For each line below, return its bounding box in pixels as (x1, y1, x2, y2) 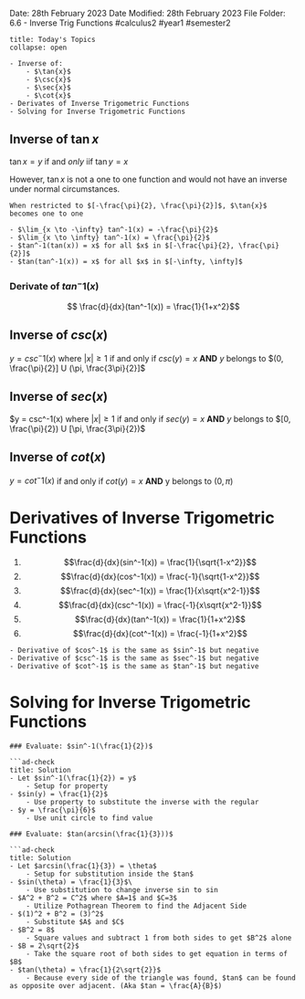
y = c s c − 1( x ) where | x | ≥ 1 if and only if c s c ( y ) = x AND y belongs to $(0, (9, 352, 284, 364)
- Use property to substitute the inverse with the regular (26, 798, 259, 807)
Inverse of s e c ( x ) (9, 389, 108, 405)
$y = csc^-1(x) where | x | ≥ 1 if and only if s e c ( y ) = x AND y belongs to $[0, (9, 413, 291, 424)
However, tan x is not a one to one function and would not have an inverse (9, 174, 288, 184)
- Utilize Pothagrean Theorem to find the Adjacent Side (26, 901, 247, 911)
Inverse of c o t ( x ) (9, 449, 107, 465)
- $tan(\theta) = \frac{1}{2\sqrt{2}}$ (9, 965, 162, 975)
